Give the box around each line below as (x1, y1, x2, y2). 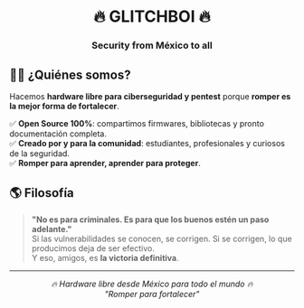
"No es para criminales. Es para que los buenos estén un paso (31, 214, 270, 225)
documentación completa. (9, 128, 107, 139)
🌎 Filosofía (9, 185, 74, 201)
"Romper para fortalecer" (104, 288, 200, 299)
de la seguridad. (9, 147, 71, 159)
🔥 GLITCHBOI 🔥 (93, 6, 211, 27)
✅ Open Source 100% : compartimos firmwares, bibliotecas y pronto (9, 117, 265, 128)
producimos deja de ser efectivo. (31, 242, 156, 254)
